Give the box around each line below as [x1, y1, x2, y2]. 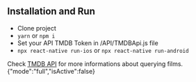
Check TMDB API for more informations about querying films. [7, 59, 183, 68]
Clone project [17, 24, 57, 32]
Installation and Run [7, 6, 96, 17]
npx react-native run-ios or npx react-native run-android [17, 46, 189, 54]
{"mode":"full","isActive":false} [7, 67, 95, 75]
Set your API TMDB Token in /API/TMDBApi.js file [17, 38, 158, 47]
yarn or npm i [17, 31, 56, 40]
